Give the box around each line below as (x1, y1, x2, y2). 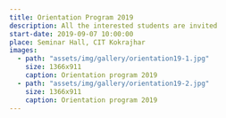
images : (9, 46, 38, 55)
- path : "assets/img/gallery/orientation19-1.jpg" (17, 54, 210, 63)
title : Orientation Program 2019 (9, 12, 134, 22)
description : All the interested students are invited (9, 21, 218, 30)
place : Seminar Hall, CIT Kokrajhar (9, 37, 146, 47)
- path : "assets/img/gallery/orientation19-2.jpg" (17, 79, 210, 88)
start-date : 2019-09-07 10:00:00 (9, 29, 134, 38)
